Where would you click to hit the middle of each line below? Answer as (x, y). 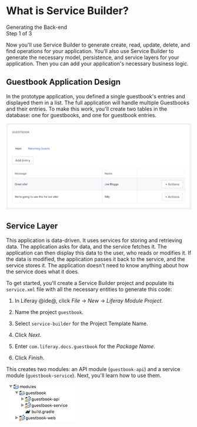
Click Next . (28, 335)
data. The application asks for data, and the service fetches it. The (86, 246)
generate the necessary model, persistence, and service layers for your (93, 57)
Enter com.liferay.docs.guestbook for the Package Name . (85, 346)
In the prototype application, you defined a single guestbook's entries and (96, 96)
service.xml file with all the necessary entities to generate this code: (89, 289)
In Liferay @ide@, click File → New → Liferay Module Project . (89, 300)
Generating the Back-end (37, 27)
